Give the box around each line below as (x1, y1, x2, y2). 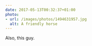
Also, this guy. (5, 35, 35, 41)
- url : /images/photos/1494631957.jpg (5, 16, 87, 21)
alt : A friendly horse (10, 21, 58, 26)
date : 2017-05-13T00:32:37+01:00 (5, 7, 76, 12)
